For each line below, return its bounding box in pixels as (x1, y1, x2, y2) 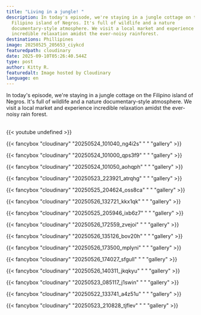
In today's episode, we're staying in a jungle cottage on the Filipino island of (6, 92, 193, 99)
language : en (6, 75, 39, 81)
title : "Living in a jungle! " (6, 8, 84, 15)
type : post (6, 58, 33, 64)
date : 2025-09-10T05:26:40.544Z (6, 53, 87, 59)
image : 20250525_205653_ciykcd (6, 42, 84, 48)
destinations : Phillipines (6, 36, 74, 42)
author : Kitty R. (6, 64, 50, 70)
